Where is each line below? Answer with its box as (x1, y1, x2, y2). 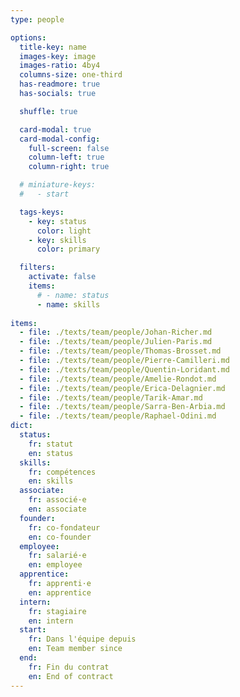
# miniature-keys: (19, 180, 97, 190)
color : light (36, 226, 92, 236)
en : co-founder (28, 532, 92, 542)
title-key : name (19, 42, 87, 52)
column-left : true (28, 152, 105, 163)
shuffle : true (19, 106, 78, 116)
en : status (28, 448, 74, 458)
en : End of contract (28, 671, 114, 681)
